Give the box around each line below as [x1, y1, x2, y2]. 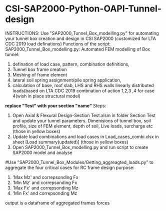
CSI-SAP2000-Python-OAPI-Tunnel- [5, 3, 161, 14]
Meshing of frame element [12, 71, 67, 77]
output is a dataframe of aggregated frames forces [5, 199, 110, 205]
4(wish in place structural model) [12, 93, 81, 99]
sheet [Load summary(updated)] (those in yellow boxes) [12, 138, 128, 145]
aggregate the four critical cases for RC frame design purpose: [5, 164, 135, 170]
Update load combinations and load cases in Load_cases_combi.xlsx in [12, 133, 159, 139]
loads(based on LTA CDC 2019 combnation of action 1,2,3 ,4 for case [12, 87, 155, 93]
